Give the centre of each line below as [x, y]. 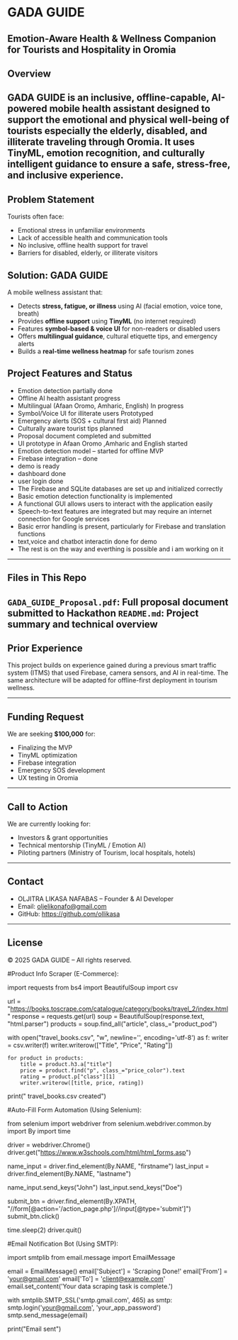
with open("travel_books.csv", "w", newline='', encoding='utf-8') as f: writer [118, 1037]
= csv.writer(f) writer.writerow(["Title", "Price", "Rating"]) [90, 1045]
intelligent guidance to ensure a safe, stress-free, [119, 164]
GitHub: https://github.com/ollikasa [69, 914]
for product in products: [45, 1058]
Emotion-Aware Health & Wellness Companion [112, 39]
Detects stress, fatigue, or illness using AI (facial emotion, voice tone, [120, 306]
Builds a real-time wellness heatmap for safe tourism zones [106, 351]
